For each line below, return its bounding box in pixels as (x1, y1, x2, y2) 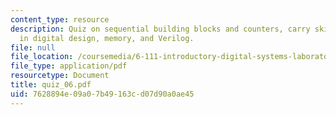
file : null (10, 42, 56, 53)
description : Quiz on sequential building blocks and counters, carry (10, 24, 311, 34)
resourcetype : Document (10, 71, 110, 81)
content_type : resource (10, 14, 110, 25)
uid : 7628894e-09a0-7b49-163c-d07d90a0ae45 (10, 89, 195, 99)
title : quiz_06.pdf (10, 80, 92, 90)
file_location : (10, 52, 74, 62)
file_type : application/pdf (10, 61, 128, 71)
